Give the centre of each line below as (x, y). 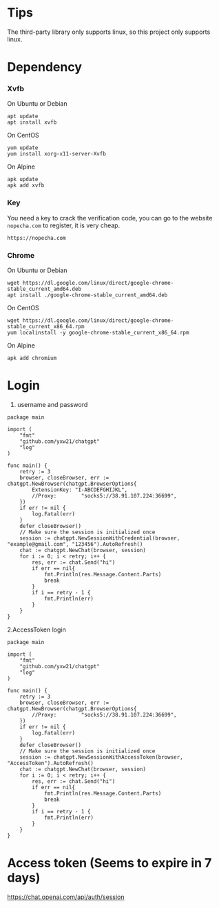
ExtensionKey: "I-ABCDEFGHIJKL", (80, 490)
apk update (23, 180)
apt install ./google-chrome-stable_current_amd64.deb (87, 295)
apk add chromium (32, 358)
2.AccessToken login (37, 630)
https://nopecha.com (37, 238)
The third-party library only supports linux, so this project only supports (109, 32)
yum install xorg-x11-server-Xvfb (57, 154)
